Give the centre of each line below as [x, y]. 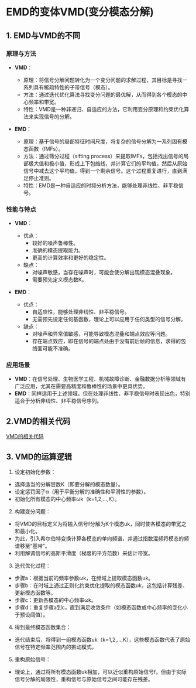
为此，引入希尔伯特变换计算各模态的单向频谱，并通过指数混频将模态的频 [102, 539]
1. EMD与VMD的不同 [43, 35]
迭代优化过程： [32, 566]
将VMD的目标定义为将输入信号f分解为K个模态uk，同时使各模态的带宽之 [100, 524]
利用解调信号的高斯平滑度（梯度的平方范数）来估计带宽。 [84, 553]
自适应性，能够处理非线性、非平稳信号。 [81, 312]
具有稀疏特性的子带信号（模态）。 [73, 87]
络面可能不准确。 [53, 349]
